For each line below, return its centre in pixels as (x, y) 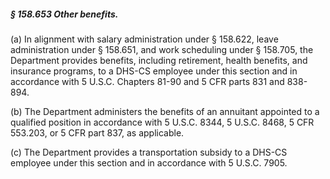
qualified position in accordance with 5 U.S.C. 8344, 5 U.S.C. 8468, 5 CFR (162, 122)
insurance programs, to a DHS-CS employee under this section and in (154, 71)
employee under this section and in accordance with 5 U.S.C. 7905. (149, 162)
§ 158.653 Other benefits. (64, 14)
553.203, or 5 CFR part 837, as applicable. (97, 132)
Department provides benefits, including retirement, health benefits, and (159, 60)
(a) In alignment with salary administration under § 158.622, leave (144, 39)
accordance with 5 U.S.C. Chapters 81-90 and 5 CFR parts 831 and (147, 81)
